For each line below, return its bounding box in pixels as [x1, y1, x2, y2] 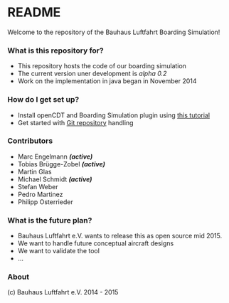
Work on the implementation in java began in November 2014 [17, 77, 197, 85]
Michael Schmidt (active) [17, 175, 92, 184]
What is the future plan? [7, 215, 92, 225]
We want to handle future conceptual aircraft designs [17, 239, 174, 248]
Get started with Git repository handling [17, 118, 134, 127]
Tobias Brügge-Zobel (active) [17, 159, 105, 168]
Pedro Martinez [17, 190, 63, 198]
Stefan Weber [17, 182, 58, 191]
